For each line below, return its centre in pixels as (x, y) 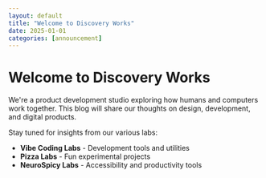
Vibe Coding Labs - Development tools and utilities (105, 148)
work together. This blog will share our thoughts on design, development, (129, 108)
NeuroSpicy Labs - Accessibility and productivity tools (111, 165)
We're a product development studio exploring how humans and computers (133, 100)
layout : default (35, 16)
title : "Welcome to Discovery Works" (72, 23)
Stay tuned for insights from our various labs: (83, 132)
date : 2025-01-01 (37, 30)
